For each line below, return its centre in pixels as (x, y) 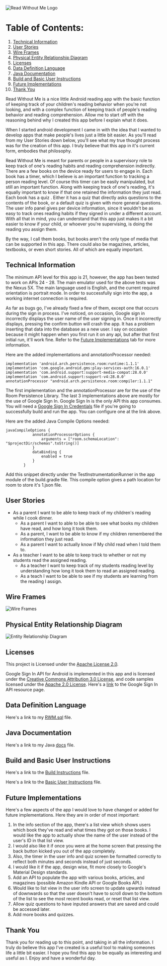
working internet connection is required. (47, 298)
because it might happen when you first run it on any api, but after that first (83, 334)
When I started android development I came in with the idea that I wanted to (83, 129)
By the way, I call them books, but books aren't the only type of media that (82, 239)
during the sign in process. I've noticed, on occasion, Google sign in (75, 313)
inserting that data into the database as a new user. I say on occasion (77, 329)
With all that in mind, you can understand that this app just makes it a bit (80, 218)
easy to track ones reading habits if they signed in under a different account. (84, 213)
